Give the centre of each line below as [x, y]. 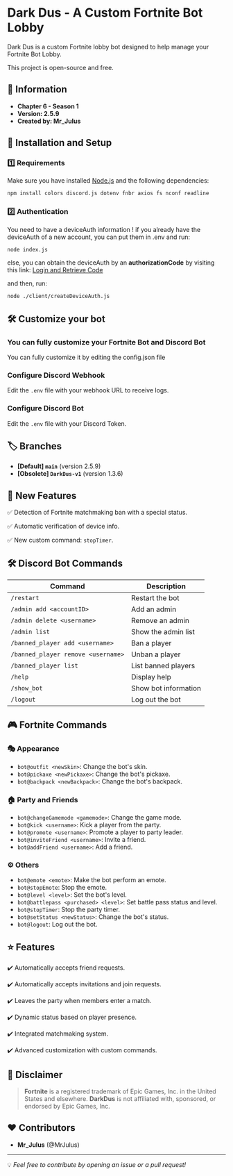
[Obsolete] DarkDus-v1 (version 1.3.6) [70, 474]
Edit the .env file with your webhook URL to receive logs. [88, 390]
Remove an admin [160, 621]
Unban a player [156, 654]
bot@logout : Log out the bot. [57, 925]
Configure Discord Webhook [56, 375]
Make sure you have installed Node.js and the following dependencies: [108, 181]
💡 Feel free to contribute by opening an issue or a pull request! [97, 1164]
